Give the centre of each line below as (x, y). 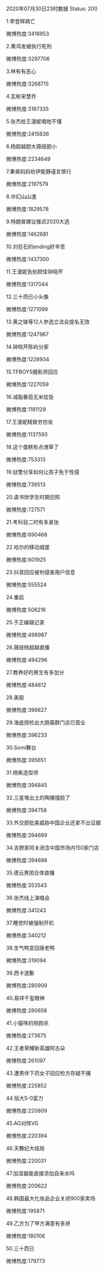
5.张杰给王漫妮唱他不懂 (34, 121)
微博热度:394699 (27, 835)
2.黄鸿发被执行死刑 (29, 46)
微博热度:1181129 (26, 409)
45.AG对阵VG (23, 1123)
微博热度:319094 (26, 960)
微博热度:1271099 (27, 309)
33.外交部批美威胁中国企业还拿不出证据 (53, 823)
